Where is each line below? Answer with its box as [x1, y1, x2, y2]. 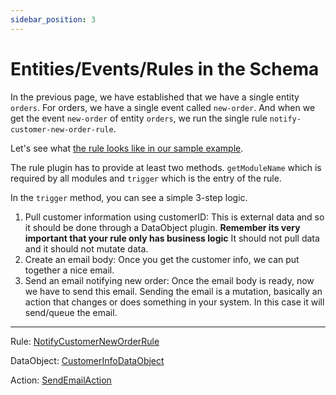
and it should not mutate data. [24, 242, 149, 255]
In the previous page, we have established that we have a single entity [10, 91, 300, 103]
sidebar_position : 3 [10, 14, 97, 25]
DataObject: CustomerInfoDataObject [10, 354, 165, 366]
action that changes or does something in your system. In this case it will [24, 296, 325, 308]
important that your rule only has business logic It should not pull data [24, 232, 320, 244]
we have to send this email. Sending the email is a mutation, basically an [24, 285, 323, 297]
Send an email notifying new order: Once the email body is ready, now [24, 274, 315, 286]
